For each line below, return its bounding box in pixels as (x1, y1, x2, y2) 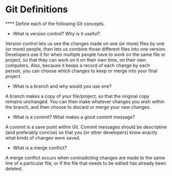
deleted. (5, 165, 23, 171)
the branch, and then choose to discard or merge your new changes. (5, 104, 151, 110)
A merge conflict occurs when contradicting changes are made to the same (5, 154, 165, 161)
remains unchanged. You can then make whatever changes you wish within (5, 99, 165, 105)
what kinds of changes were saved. (5, 134, 81, 141)
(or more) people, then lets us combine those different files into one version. (5, 46, 167, 52)
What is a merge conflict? (12, 145, 67, 151)
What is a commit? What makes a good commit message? (12, 114, 135, 120)
